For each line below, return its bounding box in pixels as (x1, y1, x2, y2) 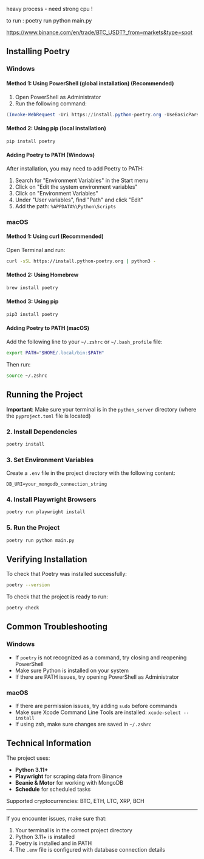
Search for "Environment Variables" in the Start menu (15, 177, 149, 184)
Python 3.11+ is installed (15, 833, 75, 840)
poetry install (6, 441, 45, 447)
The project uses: (6, 754, 50, 762)
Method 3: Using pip (6, 298, 59, 305)
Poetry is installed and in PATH (15, 840, 92, 847)
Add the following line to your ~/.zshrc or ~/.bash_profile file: (6, 338, 163, 346)
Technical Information (6, 738, 92, 748)
